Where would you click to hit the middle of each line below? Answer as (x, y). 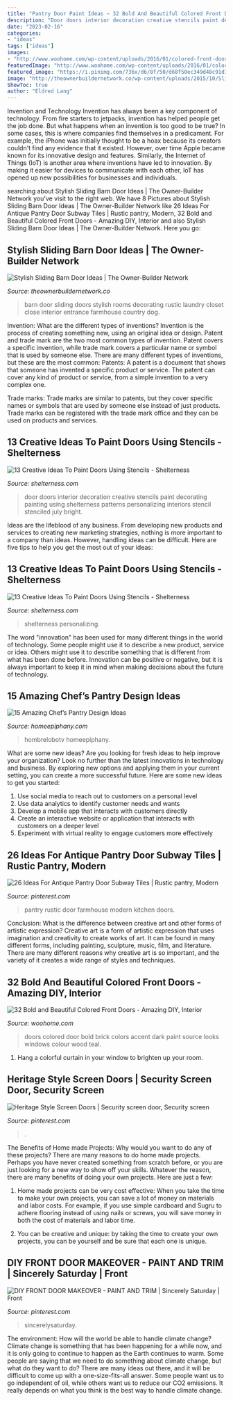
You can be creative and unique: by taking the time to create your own (118, 1233)
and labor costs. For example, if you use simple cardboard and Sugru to (119, 1205)
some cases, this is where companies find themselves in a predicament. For (115, 134)
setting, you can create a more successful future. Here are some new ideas (115, 775)
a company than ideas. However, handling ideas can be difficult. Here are (112, 539)
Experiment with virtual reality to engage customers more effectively (115, 833)
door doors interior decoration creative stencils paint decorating (115, 497)
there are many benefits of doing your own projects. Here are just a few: (110, 1177)
